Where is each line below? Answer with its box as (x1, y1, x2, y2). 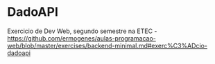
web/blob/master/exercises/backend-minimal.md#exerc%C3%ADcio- (7, 41, 208, 50)
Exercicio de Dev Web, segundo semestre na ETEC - (7, 27, 157, 35)
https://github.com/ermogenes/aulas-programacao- (7, 34, 156, 42)
